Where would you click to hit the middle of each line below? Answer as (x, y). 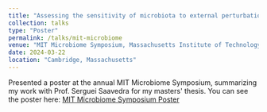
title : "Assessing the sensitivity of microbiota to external (113, 15)
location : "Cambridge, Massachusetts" (72, 60)
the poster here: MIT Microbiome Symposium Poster (94, 99)
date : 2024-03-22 (37, 52)
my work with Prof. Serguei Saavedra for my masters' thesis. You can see (128, 91)
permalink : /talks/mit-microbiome (66, 38)
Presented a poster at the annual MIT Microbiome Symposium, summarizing (133, 82)
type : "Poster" (33, 30)
